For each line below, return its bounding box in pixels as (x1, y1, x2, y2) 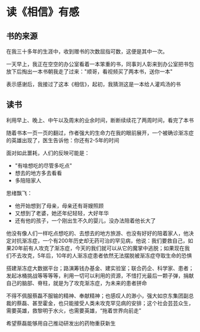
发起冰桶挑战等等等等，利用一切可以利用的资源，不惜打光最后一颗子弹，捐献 (6, 272, 194, 279)
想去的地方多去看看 (14, 169, 62, 176)
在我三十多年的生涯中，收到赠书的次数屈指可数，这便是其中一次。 (6, 48, 168, 55)
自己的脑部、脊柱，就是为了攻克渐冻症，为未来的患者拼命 (6, 279, 147, 286)
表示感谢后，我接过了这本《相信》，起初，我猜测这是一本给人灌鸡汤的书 (6, 81, 181, 87)
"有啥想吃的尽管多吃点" (14, 162, 73, 169)
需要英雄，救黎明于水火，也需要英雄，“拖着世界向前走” (6, 307, 142, 314)
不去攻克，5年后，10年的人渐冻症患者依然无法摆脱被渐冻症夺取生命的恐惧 (11, 252, 192, 259)
